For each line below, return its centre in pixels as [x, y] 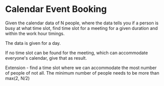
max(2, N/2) [17, 78]
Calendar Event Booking [56, 9]
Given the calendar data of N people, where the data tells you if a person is [82, 23]
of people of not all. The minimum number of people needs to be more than [82, 73]
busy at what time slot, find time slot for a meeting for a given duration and [82, 28]
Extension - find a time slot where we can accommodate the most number [81, 68]
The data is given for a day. [33, 43]
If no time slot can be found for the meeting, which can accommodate [77, 53]
